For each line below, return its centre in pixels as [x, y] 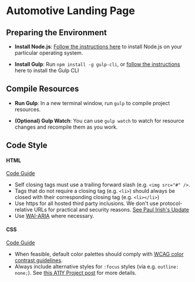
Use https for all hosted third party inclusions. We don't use [86, 203]
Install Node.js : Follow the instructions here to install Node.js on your [98, 46]
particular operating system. [49, 53]
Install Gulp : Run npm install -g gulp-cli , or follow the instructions [97, 64]
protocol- [171, 203]
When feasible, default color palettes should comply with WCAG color [99, 254]
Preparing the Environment [56, 33]
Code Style [27, 145]
